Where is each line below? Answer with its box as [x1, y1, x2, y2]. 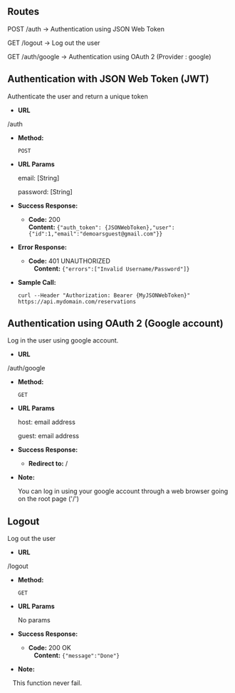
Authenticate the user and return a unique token [7, 92, 148, 101]
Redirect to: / [28, 460, 68, 468]
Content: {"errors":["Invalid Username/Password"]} [33, 264, 190, 273]
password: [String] [17, 187, 73, 196]
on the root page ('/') [17, 495, 80, 503]
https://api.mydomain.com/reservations [17, 298, 137, 305]
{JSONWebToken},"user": [104, 224, 175, 231]
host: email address [17, 418, 76, 427]
